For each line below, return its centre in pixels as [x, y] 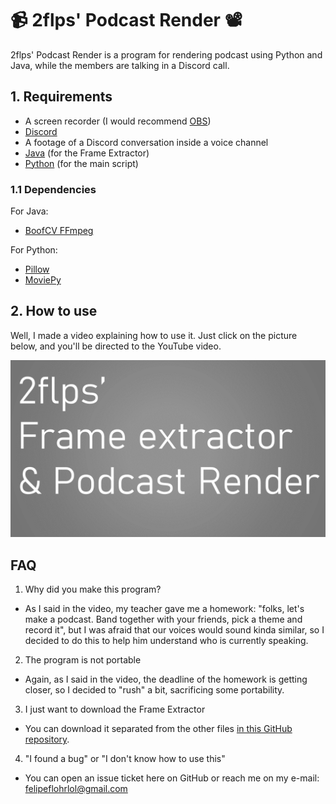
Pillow [37, 269]
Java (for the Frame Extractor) [87, 153]
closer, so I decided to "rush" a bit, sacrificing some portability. [154, 690]
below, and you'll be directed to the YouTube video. [116, 346]
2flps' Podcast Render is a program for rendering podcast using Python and [166, 54]
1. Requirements [61, 97]
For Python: [34, 250]
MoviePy [43, 280]
